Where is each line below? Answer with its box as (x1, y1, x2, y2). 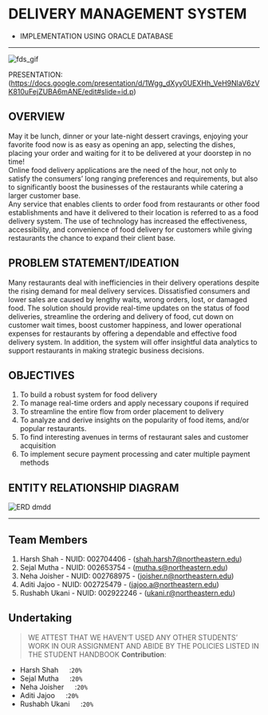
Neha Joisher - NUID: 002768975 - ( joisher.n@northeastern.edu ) (19, 571, 235, 581)
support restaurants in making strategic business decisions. (8, 346, 205, 355)
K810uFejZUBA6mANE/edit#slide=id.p (8, 86, 134, 96)
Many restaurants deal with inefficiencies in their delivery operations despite (8, 278, 260, 287)
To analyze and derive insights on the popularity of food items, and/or (19, 415, 250, 425)
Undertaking (8, 611, 73, 625)
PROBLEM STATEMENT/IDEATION (8, 257, 179, 270)
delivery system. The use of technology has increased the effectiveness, (8, 216, 247, 226)
